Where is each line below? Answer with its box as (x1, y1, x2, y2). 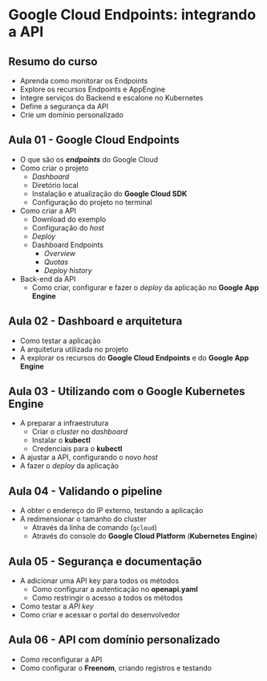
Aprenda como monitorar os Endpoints (19, 76, 148, 85)
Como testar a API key (19, 601, 94, 611)
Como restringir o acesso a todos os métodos (31, 593, 183, 603)
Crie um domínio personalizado (19, 110, 124, 120)
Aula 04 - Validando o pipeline (8, 484, 163, 498)
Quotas (43, 257, 69, 267)
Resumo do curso (8, 55, 98, 68)
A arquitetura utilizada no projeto (19, 344, 129, 354)
